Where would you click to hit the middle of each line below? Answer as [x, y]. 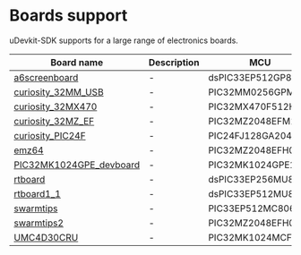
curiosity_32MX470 [56, 106]
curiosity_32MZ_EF [54, 121]
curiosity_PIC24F [50, 135]
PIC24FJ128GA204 [250, 135]
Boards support [69, 16]
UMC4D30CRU [46, 237]
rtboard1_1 [37, 193]
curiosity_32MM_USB [59, 92]
